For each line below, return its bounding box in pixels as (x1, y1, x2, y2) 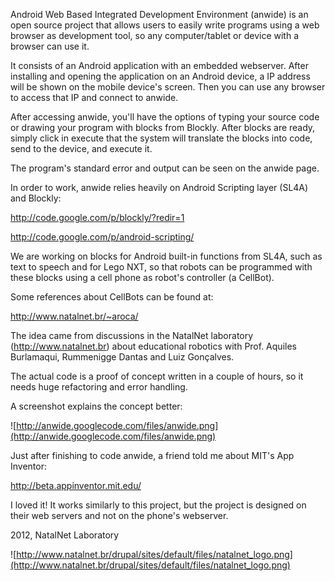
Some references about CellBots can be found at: (10, 291, 214, 303)
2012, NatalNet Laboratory (10, 529, 120, 541)
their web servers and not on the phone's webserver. (10, 510, 229, 521)
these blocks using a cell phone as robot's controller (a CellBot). (10, 272, 275, 283)
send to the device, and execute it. (10, 143, 153, 154)
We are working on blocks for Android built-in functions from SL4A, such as (10, 250, 323, 262)
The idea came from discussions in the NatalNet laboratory (10, 330, 254, 341)
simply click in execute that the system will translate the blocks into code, (10, 132, 313, 144)
